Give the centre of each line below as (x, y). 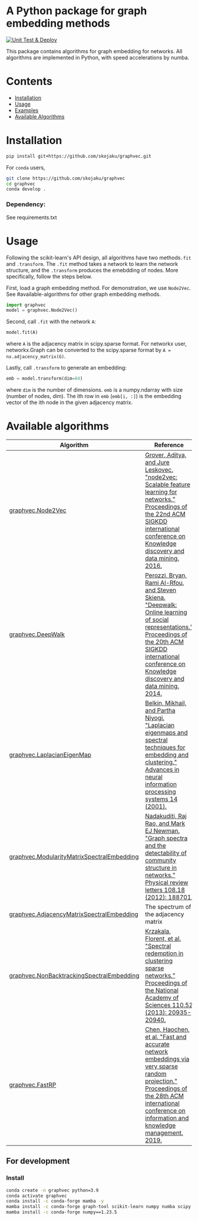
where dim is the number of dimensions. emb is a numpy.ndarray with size (95, 390)
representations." (169, 627)
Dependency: (26, 204)
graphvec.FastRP (33, 1085)
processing (161, 792)
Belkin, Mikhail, (166, 703)
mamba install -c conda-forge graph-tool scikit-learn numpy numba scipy (99, 1207)
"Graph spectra (166, 838)
